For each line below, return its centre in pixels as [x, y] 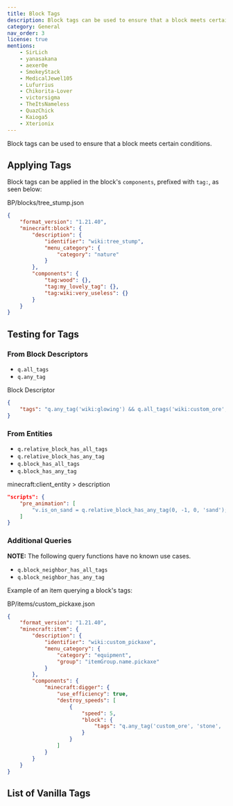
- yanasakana [38, 59]
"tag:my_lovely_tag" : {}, [81, 287]
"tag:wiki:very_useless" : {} [86, 293]
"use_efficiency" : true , [93, 694]
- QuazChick [37, 111]
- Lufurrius [37, 85]
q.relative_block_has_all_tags [62, 449]
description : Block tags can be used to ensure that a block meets [107, 20]
